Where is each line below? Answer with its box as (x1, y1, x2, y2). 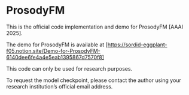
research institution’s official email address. (6, 83, 113, 90)
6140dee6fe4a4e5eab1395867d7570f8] (6, 53, 105, 61)
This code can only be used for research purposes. (6, 65, 133, 72)
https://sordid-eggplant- (107, 41, 167, 48)
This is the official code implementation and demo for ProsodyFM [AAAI (6, 23, 184, 30)
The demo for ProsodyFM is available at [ (6, 41, 108, 48)
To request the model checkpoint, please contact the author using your (6, 77, 181, 84)
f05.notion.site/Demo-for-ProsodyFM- (6, 47, 100, 54)
